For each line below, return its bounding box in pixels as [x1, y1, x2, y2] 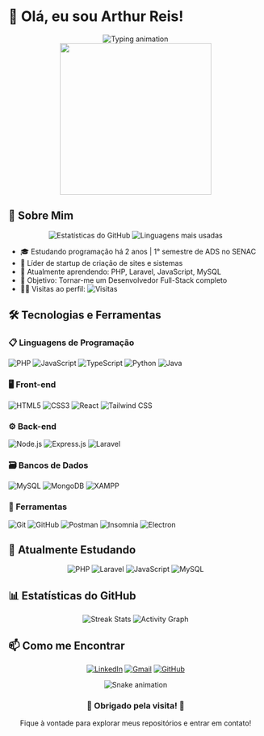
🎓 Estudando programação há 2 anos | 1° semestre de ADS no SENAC [19, 246, 257, 256]
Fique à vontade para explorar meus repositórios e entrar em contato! [19, 718, 252, 728]
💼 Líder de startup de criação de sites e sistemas [19, 258, 183, 267]
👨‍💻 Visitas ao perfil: [19, 284, 86, 293]
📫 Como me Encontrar [8, 638, 125, 653]
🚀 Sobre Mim [8, 209, 74, 223]
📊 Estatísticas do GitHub [8, 589, 136, 603]
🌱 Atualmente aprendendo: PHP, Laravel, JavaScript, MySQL [19, 267, 222, 276]
